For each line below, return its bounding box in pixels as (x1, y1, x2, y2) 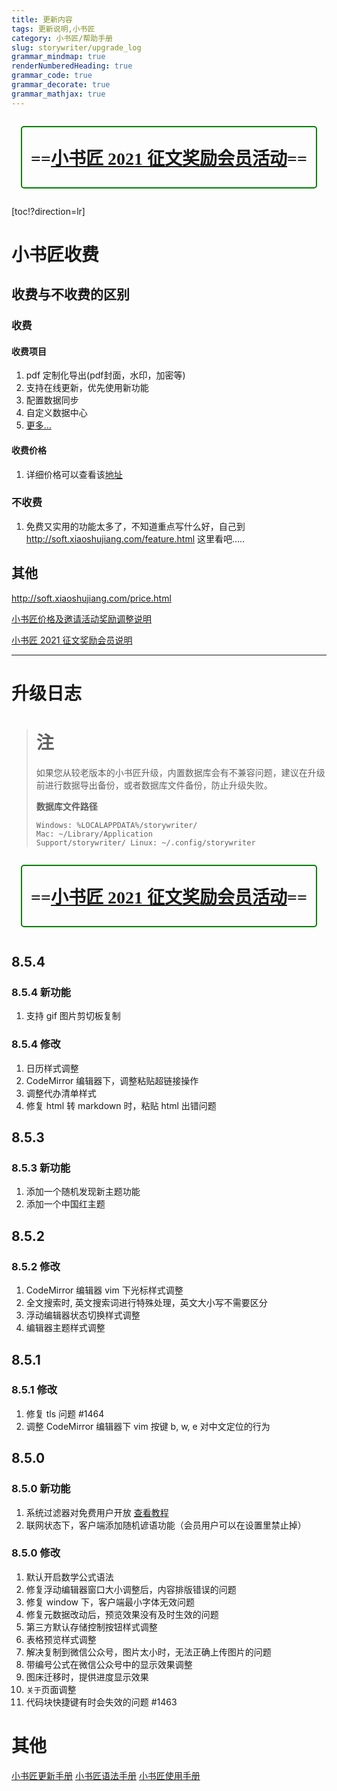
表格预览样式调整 (25, 1633, 97, 1645)
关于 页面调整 (25, 1683, 77, 1695)
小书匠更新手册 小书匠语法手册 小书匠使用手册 (11, 1769, 201, 1781)
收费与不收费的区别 (11, 286, 130, 303)
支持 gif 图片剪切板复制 (25, 1010, 121, 1022)
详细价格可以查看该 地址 (25, 468, 123, 480)
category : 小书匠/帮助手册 (11, 33, 114, 43)
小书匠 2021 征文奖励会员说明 (11, 634, 133, 646)
